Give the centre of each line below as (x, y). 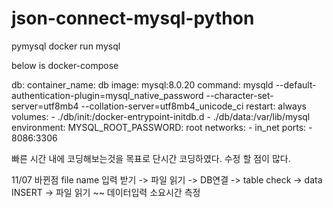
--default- (296, 84)
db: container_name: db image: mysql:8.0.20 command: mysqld (142, 84)
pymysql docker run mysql (66, 46)
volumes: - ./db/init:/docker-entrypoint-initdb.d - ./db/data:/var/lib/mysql (161, 116)
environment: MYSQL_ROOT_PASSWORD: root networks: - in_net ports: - (162, 127)
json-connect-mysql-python (133, 18)
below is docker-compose (65, 65)
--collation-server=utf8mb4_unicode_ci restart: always (193, 106)
